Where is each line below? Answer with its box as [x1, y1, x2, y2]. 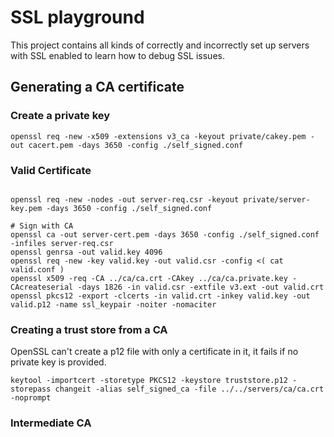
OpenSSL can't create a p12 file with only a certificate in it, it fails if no [10, 346, 299, 358]
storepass [10, 384, 52, 395]
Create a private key [10, 109, 111, 123]
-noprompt [10, 393, 52, 403]
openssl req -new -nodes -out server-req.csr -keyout [10, 194, 240, 205]
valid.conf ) [10, 264, 65, 275]
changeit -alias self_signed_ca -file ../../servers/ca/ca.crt [54, 384, 325, 395]
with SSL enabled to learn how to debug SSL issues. [10, 49, 225, 61]
